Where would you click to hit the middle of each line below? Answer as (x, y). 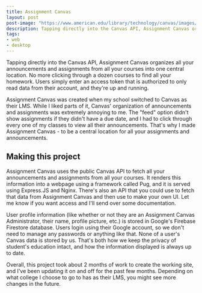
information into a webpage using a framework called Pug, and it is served (98, 184)
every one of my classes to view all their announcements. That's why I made (101, 125)
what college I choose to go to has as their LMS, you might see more (91, 277)
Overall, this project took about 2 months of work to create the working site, (100, 264)
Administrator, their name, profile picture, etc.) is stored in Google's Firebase (101, 221)
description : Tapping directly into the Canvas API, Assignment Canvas (98, 29)
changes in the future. (34, 283)
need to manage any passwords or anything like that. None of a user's (93, 234)
